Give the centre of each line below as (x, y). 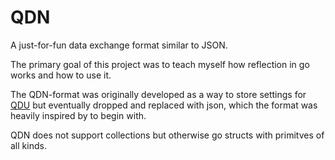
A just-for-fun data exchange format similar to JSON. (119, 45)
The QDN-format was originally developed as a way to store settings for (158, 94)
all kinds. (28, 145)
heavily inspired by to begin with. (78, 115)
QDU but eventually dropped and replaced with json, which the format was (164, 105)
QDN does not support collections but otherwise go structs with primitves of (167, 135)
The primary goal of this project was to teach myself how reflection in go (160, 64)
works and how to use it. (61, 75)
